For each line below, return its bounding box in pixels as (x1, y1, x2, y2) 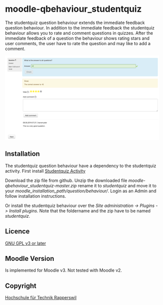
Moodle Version (5, 254, 55, 263)
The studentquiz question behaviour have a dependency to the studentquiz (5, 163, 156, 169)
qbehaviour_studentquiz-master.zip (5, 182, 77, 188)
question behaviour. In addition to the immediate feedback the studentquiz (5, 25, 155, 30)
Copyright (5, 281, 37, 290)
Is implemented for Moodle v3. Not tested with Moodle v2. (5, 267, 122, 273)
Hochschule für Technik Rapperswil (5, 295, 77, 301)
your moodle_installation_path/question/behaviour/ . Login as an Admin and (5, 188, 157, 194)
